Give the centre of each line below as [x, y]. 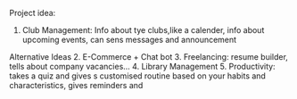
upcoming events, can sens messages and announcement [129, 40]
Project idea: [33, 13]
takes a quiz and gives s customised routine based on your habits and [137, 76]
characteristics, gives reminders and [76, 85]
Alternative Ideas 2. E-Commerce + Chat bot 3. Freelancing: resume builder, [148, 57]
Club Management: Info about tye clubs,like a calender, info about [143, 30]
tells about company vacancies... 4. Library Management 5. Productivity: [142, 66]
